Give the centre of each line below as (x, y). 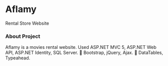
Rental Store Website (27, 23)
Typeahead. (18, 58)
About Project (23, 36)
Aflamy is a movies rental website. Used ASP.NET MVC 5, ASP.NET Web (81, 47)
